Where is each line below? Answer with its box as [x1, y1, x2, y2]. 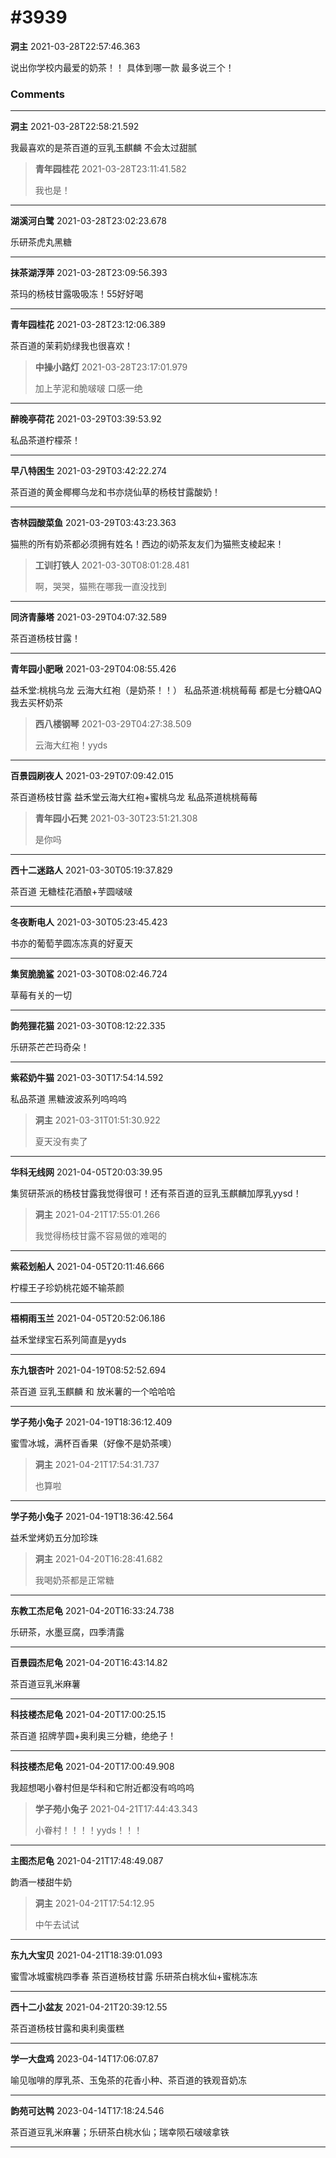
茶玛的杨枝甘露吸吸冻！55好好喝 [10, 288, 144, 300]
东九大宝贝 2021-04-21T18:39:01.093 [10, 1949, 163, 1961]
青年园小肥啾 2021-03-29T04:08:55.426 [10, 663, 177, 675]
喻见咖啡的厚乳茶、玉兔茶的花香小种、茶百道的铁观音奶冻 [10, 2074, 247, 2086]
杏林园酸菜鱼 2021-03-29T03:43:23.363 [10, 517, 177, 529]
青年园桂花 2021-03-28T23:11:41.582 [34, 163, 187, 175]
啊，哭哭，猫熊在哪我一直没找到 [34, 581, 167, 593]
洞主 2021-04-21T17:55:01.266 [34, 1209, 161, 1221]
